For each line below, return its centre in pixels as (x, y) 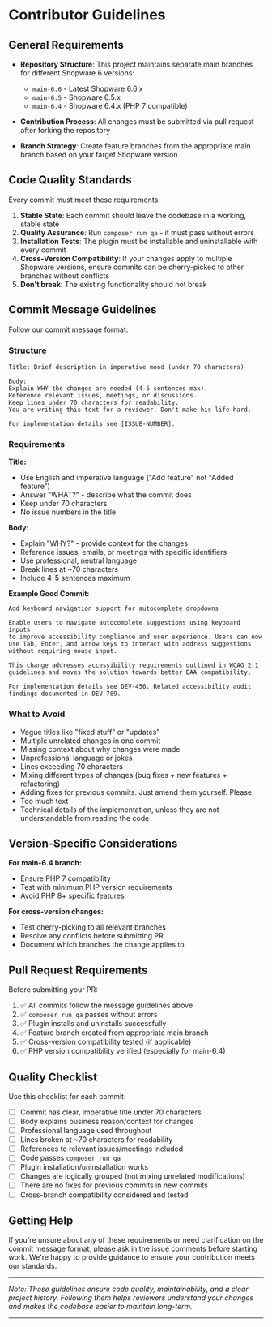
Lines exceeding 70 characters (72, 766)
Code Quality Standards (70, 180)
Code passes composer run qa (70, 1158)
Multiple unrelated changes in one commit (90, 741)
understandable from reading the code (85, 818)
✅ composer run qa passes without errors (89, 1015)
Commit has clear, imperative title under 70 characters (110, 1112)
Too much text (44, 801)
